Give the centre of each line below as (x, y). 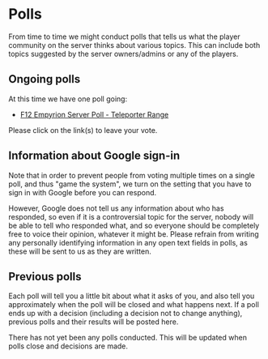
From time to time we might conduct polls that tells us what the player (124, 36)
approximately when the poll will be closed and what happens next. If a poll (134, 305)
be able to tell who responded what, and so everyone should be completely (134, 225)
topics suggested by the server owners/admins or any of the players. (123, 53)
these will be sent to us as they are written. (80, 251)
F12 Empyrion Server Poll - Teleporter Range (94, 114)
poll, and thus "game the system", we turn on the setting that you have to (130, 184)
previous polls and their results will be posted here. (94, 322)
